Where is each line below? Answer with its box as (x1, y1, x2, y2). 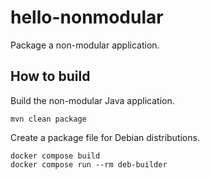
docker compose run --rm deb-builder (10, 159, 168, 170)
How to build (10, 68, 91, 85)
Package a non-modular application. (10, 39, 160, 51)
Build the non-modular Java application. (10, 94, 175, 106)
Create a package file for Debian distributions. (10, 131, 200, 143)
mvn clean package (10, 114, 87, 124)
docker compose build (10, 151, 101, 161)
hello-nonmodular (10, 6, 164, 29)
